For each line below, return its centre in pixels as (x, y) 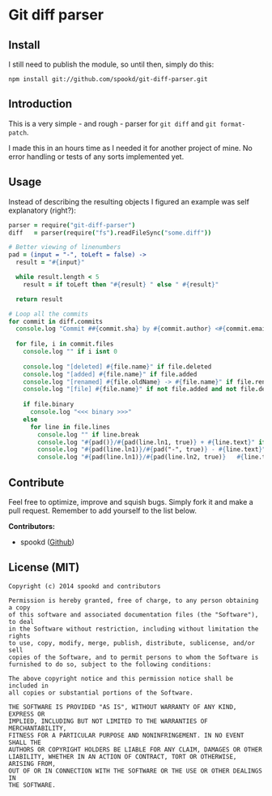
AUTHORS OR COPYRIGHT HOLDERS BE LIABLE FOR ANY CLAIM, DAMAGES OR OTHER (136, 749)
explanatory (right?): (42, 210)
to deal (21, 622)
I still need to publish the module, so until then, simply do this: (111, 64)
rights (19, 636)
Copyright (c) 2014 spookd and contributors (85, 586)
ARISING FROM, (32, 764)
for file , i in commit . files (65, 344)
